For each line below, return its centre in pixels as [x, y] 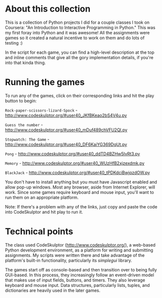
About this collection [48, 9]
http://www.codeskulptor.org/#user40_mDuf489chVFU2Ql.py [66, 130]
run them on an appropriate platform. [42, 197]
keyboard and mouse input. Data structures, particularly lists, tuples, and [77, 285]
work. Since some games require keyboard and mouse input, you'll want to [80, 192]
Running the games [45, 82]
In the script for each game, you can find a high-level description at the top [80, 52]
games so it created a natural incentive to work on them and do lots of [75, 38]
